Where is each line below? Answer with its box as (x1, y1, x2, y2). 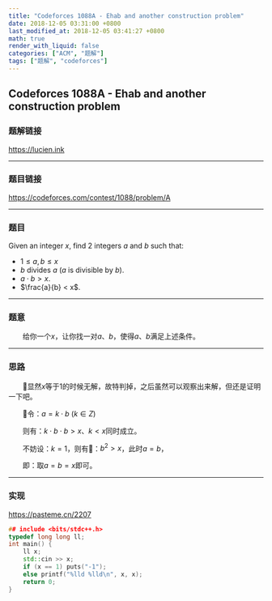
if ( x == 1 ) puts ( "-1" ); (23, 563, 107, 571)
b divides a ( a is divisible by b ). (19, 265, 125, 275)
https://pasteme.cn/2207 (8, 509, 91, 519)
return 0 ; (23, 578, 57, 586)
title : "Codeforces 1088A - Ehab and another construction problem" (8, 11, 244, 20)
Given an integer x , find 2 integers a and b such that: (8, 241, 185, 251)
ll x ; (23, 548, 42, 556)
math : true (8, 34, 45, 43)
